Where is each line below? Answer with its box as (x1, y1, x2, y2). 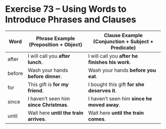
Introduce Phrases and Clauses (5, 14, 136, 25)
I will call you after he (88, 52, 138, 59)
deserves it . (88, 87, 117, 94)
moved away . (88, 101, 121, 108)
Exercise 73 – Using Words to (5, 3, 127, 15)
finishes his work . (88, 58, 131, 65)
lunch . (28, 58, 43, 65)
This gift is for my (28, 81, 69, 87)
